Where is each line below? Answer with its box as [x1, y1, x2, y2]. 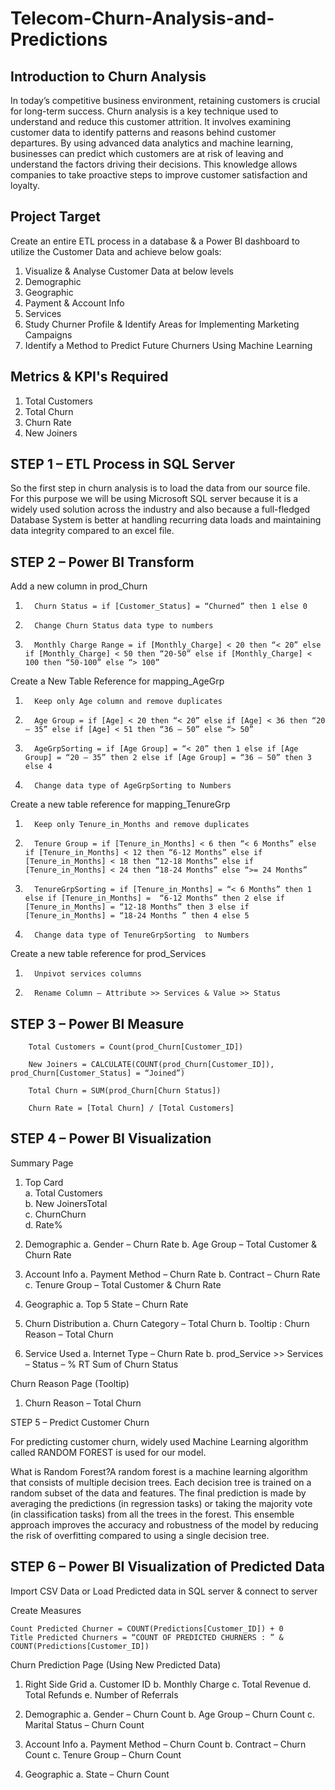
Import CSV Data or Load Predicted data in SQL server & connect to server [10, 1585, 318, 1597]
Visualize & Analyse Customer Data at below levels [24, 265, 234, 277]
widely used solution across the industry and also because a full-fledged [10, 503, 311, 516]
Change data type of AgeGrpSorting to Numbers [34, 781, 232, 791]
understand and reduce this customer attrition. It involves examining [10, 116, 292, 127]
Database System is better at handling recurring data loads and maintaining [10, 514, 322, 526]
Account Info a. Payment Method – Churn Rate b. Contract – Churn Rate [24, 1268, 321, 1280]
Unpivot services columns [34, 969, 142, 979]
